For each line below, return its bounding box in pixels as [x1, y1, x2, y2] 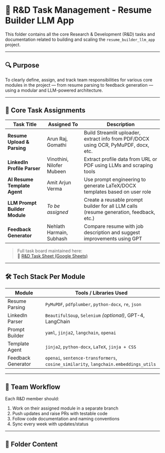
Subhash [47, 235, 68, 242]
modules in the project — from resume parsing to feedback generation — [5, 82, 153, 88]
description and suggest [83, 229, 140, 236]
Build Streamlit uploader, [83, 129, 141, 136]
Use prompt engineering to [83, 176, 146, 183]
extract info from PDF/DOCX [83, 135, 150, 142]
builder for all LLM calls [83, 202, 138, 209]
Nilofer [47, 162, 63, 169]
